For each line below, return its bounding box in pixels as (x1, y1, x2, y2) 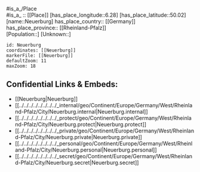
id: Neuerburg (6, 42, 42, 48)
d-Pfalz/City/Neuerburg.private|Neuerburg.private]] (14, 133, 142, 140)
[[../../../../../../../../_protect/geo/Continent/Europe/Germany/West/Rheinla (14, 114, 192, 122)
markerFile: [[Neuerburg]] (6, 53, 73, 59)
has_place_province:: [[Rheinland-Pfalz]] (6, 24, 106, 31)
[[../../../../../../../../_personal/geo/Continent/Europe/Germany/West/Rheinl (14, 140, 193, 147)
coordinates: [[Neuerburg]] (6, 47, 76, 53)
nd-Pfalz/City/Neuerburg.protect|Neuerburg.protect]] (14, 120, 147, 128)
